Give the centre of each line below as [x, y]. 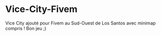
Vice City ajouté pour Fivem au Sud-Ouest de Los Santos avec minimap [80, 23]
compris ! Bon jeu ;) [26, 28]
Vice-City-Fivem [41, 9]
